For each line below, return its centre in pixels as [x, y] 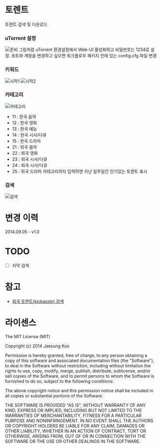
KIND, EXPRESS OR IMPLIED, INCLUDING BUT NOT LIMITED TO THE [73, 410]
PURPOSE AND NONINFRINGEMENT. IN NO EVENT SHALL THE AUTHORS [79, 420]
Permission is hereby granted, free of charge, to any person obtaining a [76, 355]
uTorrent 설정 [21, 38]
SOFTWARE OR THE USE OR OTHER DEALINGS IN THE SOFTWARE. [73, 441]
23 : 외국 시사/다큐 [29, 159]
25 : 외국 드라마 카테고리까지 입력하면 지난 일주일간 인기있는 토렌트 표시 [80, 171]
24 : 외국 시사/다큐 [29, 165]
